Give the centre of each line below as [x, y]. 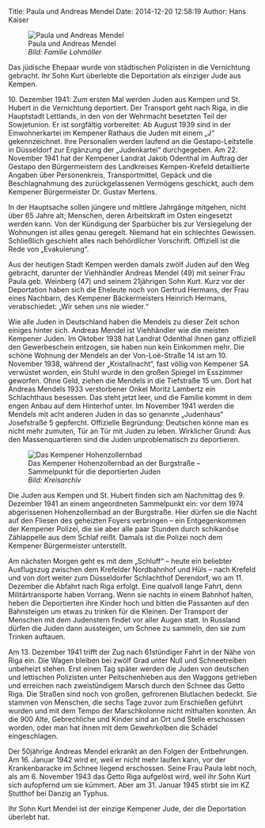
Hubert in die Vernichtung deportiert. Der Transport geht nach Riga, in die [128, 108]
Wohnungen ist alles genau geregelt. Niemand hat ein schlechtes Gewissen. [132, 232]
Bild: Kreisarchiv [55, 480]
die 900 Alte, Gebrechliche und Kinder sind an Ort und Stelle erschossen [127, 719]
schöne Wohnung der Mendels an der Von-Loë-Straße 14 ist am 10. [118, 355]
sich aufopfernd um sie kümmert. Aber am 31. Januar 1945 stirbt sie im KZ [129, 785]
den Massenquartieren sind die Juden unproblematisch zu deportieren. [124, 439]
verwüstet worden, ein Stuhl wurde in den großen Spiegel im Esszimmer [126, 372]
